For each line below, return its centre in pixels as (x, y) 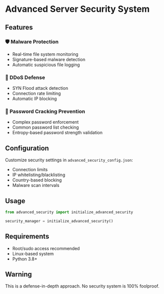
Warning (18, 275)
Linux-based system (33, 254)
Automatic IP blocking (34, 99)
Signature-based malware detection (49, 59)
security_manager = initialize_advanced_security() (59, 221)
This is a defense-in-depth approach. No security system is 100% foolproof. (82, 286)
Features (19, 27)
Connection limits (30, 170)
